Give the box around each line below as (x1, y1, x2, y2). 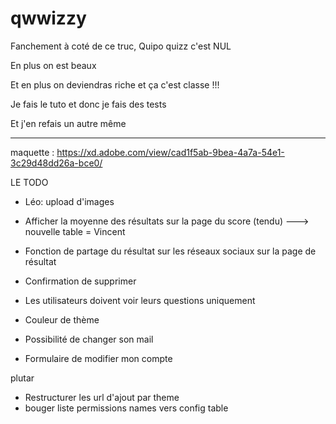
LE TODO (10, 176, 49, 188)
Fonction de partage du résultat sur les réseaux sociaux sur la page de (24, 245, 317, 257)
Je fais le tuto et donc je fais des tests (10, 98, 167, 110)
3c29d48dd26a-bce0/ (10, 157, 103, 169)
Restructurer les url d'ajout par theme (24, 391, 180, 403)
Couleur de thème (24, 313, 100, 326)
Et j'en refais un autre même (10, 117, 127, 129)
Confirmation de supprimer (24, 275, 137, 287)
